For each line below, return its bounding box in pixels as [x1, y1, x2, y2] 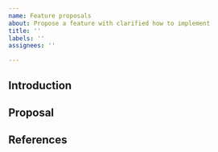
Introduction [8, 78, 72, 92]
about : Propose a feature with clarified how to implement [8, 19, 211, 27]
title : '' [8, 27, 42, 35]
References [8, 134, 68, 147]
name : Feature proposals [8, 11, 92, 20]
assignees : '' [8, 42, 56, 50]
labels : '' [8, 34, 45, 43]
